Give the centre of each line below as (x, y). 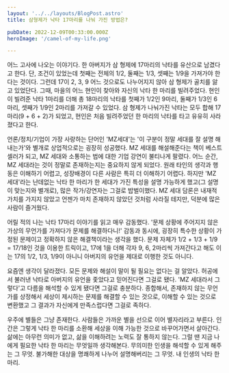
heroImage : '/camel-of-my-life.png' (59, 38)
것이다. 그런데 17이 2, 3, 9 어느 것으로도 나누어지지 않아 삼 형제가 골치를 (115, 82)
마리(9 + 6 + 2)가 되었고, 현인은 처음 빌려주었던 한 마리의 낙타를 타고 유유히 (108, 116)
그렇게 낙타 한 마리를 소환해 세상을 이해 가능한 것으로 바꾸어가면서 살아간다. (120, 329)
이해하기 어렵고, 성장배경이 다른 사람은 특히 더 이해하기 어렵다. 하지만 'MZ (118, 173)
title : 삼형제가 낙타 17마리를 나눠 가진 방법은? (68, 20)
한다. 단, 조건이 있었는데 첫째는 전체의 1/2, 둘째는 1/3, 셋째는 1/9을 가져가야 (113, 73)
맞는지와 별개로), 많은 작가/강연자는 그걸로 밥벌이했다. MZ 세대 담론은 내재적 (116, 191)
